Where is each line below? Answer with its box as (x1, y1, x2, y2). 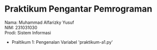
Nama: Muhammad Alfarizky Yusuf (4, 19, 74, 25)
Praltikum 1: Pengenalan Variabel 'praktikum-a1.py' (11, 39, 113, 45)
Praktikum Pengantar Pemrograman (4, 3, 153, 15)
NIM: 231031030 (4, 24, 37, 30)
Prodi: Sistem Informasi (4, 30, 52, 35)
